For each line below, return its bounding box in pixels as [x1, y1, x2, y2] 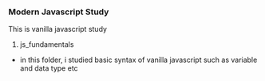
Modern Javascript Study [8, 6, 109, 17]
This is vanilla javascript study [8, 25, 108, 34]
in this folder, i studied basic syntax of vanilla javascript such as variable [19, 55, 258, 65]
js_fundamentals [19, 40, 74, 49]
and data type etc [19, 64, 78, 73]
